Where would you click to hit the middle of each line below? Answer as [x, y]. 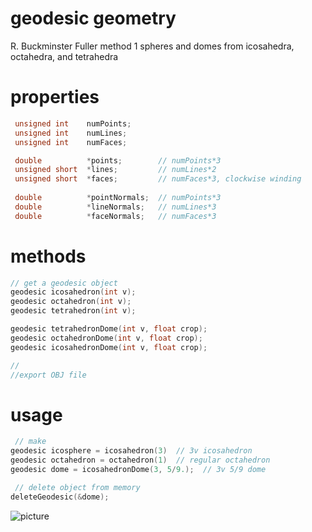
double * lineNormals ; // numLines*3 [115, 207]
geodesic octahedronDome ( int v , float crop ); [106, 338]
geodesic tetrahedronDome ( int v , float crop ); [109, 329]
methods [48, 256]
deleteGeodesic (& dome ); [60, 497]
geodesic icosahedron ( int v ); [73, 292]
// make [30, 442]
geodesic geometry [93, 18]
